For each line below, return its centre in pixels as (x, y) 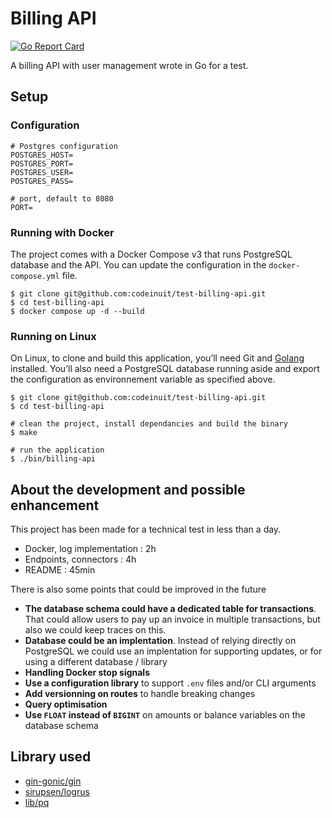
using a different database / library (96, 662)
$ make (24, 433)
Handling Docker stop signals (87, 673)
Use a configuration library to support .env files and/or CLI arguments (170, 683)
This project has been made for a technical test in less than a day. (146, 529)
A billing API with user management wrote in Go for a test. (129, 65)
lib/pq (37, 802)
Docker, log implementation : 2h (90, 549)
